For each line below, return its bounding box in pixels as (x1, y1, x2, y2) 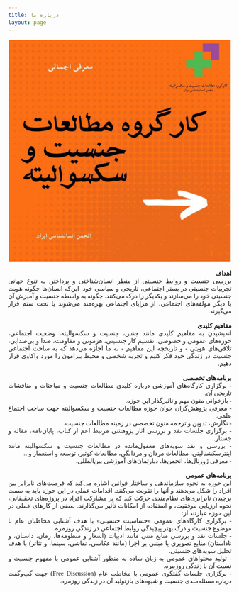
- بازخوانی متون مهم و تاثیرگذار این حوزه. (125, 397, 232, 404)
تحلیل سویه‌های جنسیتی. (168, 547, 232, 554)
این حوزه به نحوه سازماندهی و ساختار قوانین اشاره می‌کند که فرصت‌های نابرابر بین (8, 479, 232, 487)
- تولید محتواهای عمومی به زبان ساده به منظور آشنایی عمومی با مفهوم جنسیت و (8, 554, 232, 562)
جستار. (213, 435, 232, 442)
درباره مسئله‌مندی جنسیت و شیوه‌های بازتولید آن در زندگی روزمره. (59, 577, 232, 585)
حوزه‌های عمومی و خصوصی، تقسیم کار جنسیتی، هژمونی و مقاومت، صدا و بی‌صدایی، (8, 337, 232, 345)
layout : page (8, 18, 47, 26)
